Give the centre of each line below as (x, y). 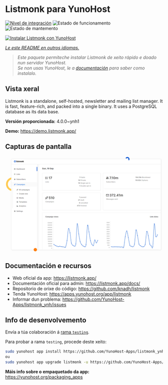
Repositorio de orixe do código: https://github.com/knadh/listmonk (81, 289)
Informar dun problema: (37, 299)
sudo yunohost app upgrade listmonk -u (47, 362)
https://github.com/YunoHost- (93, 299)
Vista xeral (22, 89)
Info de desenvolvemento (46, 320)
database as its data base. (32, 111)
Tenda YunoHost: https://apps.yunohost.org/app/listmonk (72, 294)
